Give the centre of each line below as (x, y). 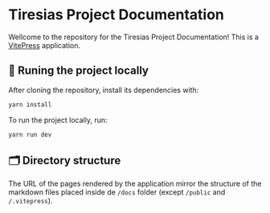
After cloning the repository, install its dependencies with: (104, 90)
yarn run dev (30, 135)
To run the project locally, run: (58, 120)
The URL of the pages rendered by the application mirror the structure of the (135, 184)
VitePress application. (44, 45)
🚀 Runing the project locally (78, 71)
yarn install (30, 104)
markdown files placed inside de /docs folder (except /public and (117, 192)
